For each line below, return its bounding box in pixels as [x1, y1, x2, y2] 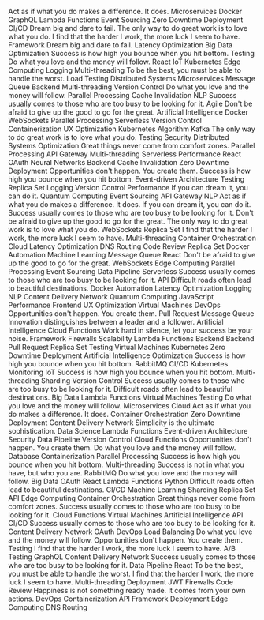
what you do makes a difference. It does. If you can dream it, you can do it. [8, 200, 251, 209]
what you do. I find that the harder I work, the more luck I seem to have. [8, 32, 240, 41]
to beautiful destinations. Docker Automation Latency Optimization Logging [8, 284, 252, 293]
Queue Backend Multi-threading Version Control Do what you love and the [8, 82, 250, 92]
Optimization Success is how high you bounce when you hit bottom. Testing [8, 49, 255, 58]
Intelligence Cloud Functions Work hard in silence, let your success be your [8, 325, 253, 335]
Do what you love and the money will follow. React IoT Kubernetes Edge [8, 57, 241, 66]
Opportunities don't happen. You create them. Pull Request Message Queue [8, 309, 255, 318]
